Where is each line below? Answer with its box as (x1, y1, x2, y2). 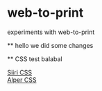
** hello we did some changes (7, 41, 94, 49)
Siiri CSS (7, 68, 33, 76)
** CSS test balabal (7, 54, 62, 63)
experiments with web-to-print (7, 28, 95, 36)
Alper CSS (7, 75, 37, 84)
